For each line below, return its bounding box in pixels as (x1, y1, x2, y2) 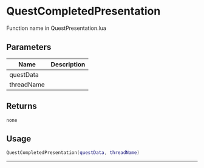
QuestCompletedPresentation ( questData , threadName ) (6, 150, 140, 156)
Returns (6, 101, 38, 111)
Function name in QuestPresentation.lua (6, 24, 106, 32)
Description (50, 60, 86, 68)
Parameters (6, 42, 52, 52)
